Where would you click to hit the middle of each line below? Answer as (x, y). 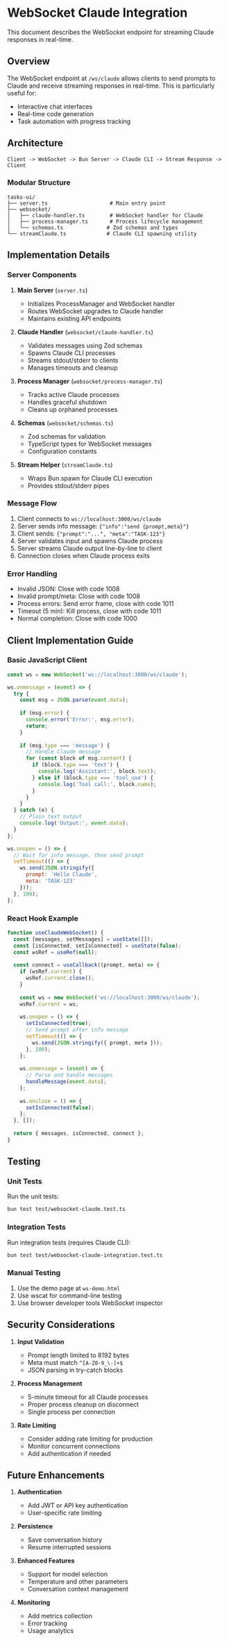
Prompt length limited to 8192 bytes (78, 1355)
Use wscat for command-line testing (69, 1295)
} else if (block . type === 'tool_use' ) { (93, 778)
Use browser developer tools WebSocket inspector (90, 1303)
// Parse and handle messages (69, 1075)
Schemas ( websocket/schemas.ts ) (65, 423)
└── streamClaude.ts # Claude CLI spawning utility (102, 234)
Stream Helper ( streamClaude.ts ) (65, 464)
